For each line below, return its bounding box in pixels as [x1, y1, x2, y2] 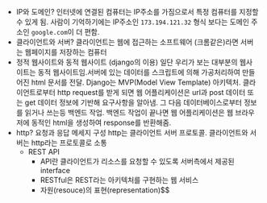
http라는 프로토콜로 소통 [31, 138, 107, 147]
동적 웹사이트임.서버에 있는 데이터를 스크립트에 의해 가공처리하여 [37, 68, 240, 77]
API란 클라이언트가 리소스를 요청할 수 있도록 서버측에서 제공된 [40, 156, 236, 166]
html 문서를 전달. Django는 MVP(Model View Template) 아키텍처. [31, 77, 241, 87]
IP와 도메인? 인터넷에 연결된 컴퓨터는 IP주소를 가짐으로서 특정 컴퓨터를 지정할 [15, 7, 259, 16]
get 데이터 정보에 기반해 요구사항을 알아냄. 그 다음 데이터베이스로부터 [24, 97, 242, 107]
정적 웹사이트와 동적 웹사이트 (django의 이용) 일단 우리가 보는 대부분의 [15, 57, 238, 67]
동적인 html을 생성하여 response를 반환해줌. [31, 118, 172, 127]
